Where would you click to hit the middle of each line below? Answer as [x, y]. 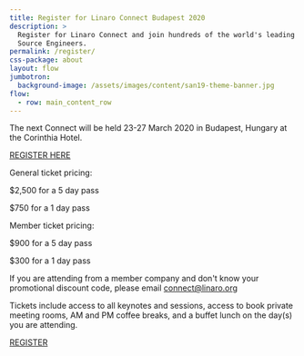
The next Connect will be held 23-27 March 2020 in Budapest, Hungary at [148, 128]
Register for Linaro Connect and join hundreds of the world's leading [157, 35]
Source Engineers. [53, 43]
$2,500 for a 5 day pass [55, 191]
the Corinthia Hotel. [46, 138]
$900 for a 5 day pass [51, 243]
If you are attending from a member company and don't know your [134, 279]
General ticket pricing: [51, 173]
